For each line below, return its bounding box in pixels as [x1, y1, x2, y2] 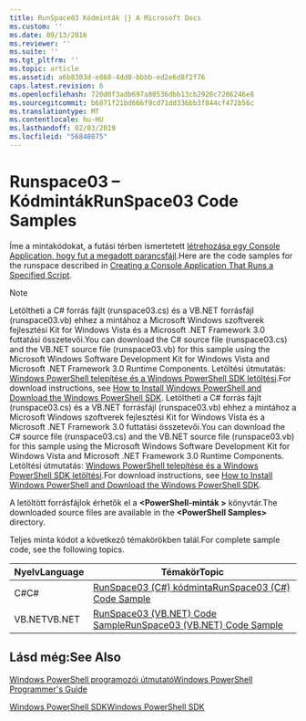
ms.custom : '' [9, 22, 64, 31]
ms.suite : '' [9, 47, 59, 57]
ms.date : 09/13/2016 [9, 30, 88, 39]
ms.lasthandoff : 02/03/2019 [9, 124, 117, 133]
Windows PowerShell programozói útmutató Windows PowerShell [9, 674, 253, 684]
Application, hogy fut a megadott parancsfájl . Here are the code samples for [9, 250, 293, 261]
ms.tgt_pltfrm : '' [9, 56, 79, 65]
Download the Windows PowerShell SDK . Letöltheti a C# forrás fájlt [9, 392, 262, 402]
